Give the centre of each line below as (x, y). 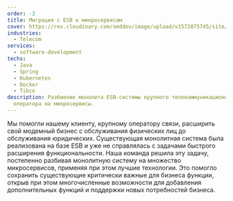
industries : (24, 33)
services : (21, 46)
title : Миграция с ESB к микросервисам (65, 20)
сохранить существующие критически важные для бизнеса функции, (111, 175)
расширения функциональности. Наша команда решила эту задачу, (108, 152)
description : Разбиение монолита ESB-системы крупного (88, 98)
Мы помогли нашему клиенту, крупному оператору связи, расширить (111, 123)
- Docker (26, 85)
